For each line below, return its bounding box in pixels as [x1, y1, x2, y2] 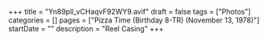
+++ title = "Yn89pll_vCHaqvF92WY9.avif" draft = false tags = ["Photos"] [8, 7, 251, 16]
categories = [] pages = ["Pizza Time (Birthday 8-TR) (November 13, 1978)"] [8, 15, 260, 25]
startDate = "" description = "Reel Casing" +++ [8, 24, 164, 33]
